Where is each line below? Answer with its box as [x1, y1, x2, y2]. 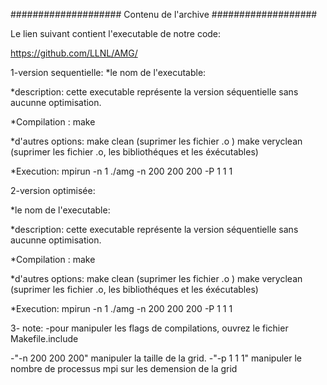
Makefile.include [10, 333, 79, 344]
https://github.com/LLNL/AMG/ [10, 47, 138, 59]
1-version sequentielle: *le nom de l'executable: [10, 67, 207, 78]
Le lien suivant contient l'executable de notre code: [10, 28, 222, 39]
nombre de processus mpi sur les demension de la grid [10, 363, 238, 374]
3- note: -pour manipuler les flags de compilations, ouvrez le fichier [10, 322, 289, 334]
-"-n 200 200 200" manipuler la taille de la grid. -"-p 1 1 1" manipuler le [10, 352, 302, 364]
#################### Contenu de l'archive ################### [10, 9, 318, 20]
